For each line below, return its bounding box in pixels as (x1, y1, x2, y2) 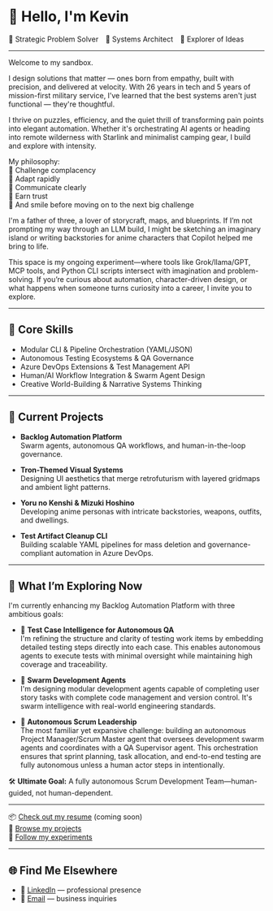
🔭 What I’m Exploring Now (8, 579, 143, 592)
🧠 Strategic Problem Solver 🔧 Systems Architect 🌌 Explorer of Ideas (8, 34, 245, 44)
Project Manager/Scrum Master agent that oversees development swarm (19, 735, 264, 744)
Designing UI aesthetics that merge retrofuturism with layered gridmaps (19, 473, 261, 483)
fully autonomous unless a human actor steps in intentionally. (19, 760, 225, 770)
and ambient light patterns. (19, 482, 111, 492)
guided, (8, 788, 34, 798)
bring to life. (8, 241, 49, 251)
